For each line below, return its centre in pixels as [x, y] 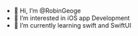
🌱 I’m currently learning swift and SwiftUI [72, 25]
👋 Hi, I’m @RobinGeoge [47, 11]
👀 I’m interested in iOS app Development [72, 18]
